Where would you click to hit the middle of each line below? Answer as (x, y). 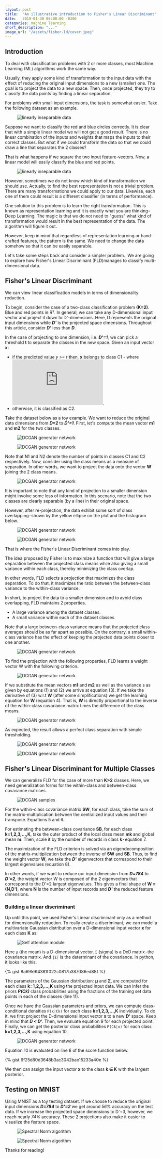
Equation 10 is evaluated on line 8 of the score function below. (67, 1050)
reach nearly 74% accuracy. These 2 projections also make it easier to (75, 1117)
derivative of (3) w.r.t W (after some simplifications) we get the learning (76, 695)
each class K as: (21, 933)
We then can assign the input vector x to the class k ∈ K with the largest (77, 1069)
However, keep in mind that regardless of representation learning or (73, 235)
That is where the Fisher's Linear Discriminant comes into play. (68, 549)
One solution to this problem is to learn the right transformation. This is (75, 205)
